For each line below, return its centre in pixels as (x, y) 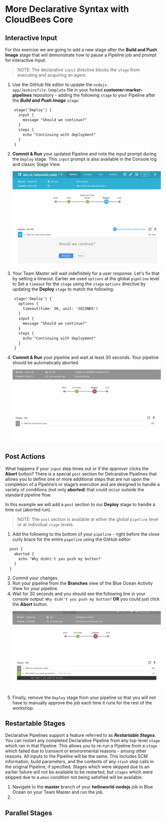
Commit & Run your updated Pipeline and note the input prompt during (84, 154)
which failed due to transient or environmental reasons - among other (76, 751)
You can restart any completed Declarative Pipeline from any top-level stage (83, 740)
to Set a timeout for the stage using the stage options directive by (79, 284)
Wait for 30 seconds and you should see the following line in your (79, 594)
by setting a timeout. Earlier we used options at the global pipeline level (86, 279)
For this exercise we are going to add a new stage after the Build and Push (81, 50)
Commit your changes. (35, 578)
